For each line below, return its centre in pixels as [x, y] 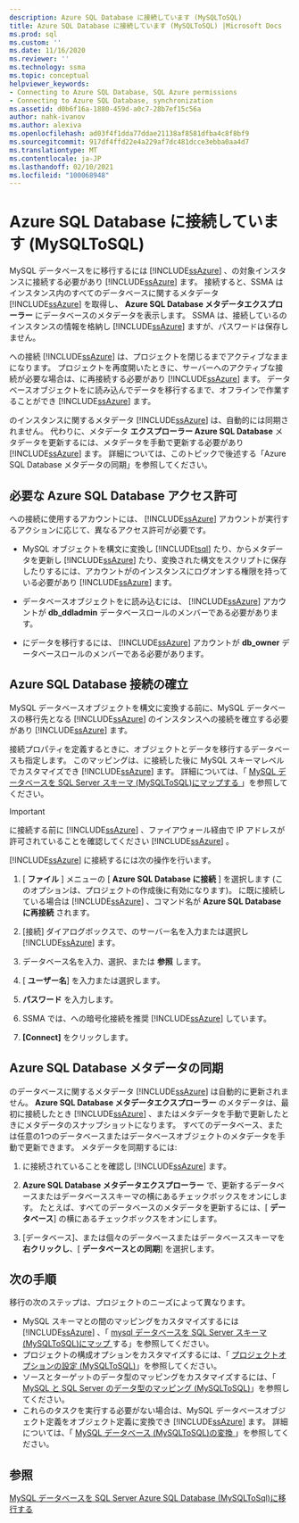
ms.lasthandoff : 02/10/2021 [62, 167]
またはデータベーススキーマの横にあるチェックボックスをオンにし [158, 1196]
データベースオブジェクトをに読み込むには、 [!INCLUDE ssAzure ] [141, 601]
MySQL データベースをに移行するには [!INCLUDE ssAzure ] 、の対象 [133, 271]
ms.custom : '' [36, 42]
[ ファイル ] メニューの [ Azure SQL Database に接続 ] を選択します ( [149, 879]
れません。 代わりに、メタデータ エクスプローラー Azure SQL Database [141, 431]
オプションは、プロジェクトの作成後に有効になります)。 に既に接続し [158, 890]
